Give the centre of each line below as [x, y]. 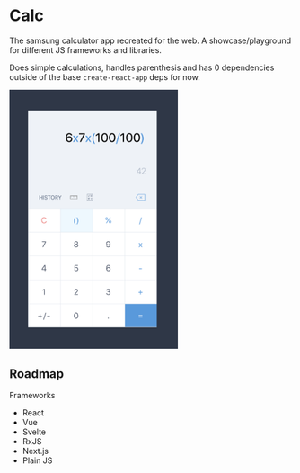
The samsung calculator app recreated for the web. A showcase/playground [150, 40]
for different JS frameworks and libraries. [85, 49]
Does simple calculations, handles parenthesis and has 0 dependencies [142, 67]
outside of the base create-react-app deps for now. [105, 76]
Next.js [35, 451]
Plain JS [37, 460]
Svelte [34, 432]
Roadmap [37, 374]
